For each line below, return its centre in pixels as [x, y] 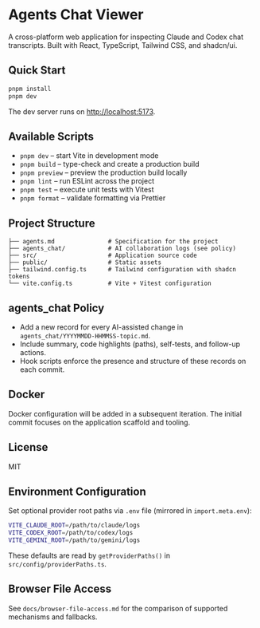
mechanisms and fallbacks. [53, 617]
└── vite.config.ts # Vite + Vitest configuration [110, 284]
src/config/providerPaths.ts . [58, 564]
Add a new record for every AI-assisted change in [101, 327]
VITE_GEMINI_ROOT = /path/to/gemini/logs [74, 540]
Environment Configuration [77, 491]
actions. [33, 352]
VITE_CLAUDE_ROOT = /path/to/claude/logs [74, 525]
